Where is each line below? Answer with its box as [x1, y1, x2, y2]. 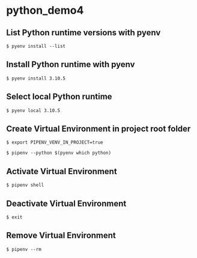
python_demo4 [6, 4, 84, 17]
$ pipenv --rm [6, 246, 42, 252]
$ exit [6, 214, 23, 220]
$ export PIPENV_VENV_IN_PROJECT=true [6, 139, 103, 145]
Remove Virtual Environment [6, 230, 116, 241]
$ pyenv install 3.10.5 [6, 75, 66, 81]
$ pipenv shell [6, 182, 44, 189]
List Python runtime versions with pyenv [6, 28, 161, 38]
